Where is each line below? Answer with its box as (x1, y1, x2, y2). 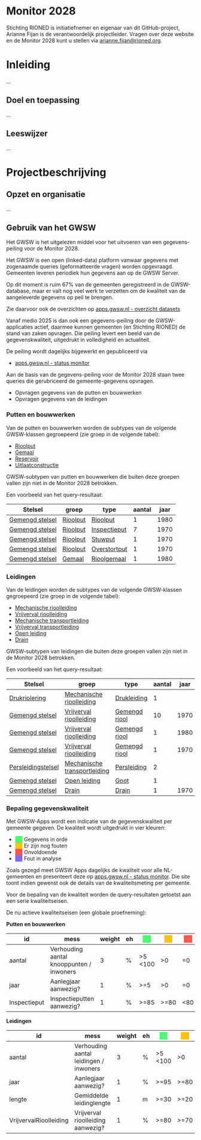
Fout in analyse (23, 855, 62, 863)
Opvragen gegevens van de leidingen (14, 395, 108, 403)
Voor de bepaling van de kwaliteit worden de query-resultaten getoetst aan (6, 891, 191, 899)
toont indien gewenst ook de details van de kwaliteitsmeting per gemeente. (6, 879, 191, 887)
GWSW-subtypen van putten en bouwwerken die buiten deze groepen (6, 473, 179, 480)
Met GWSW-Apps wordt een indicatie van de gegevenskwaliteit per (6, 818, 172, 825)
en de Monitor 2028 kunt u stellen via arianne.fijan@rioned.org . (6, 37, 163, 44)
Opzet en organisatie (6, 189, 86, 199)
